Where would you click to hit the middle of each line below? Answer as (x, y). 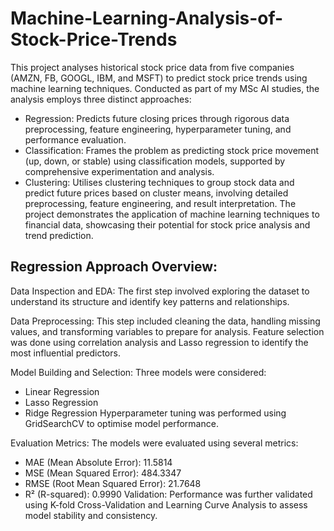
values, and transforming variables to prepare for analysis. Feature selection (167, 331)
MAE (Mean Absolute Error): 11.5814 (98, 462)
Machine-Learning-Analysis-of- (147, 18)
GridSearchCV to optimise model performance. (121, 423)
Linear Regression (62, 391)
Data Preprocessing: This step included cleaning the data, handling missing (165, 321)
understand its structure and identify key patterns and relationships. (150, 301)
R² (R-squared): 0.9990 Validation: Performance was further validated (168, 494)
